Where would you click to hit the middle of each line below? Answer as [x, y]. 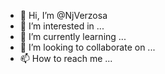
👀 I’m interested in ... [62, 26]
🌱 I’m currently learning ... [73, 36]
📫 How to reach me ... [66, 58]
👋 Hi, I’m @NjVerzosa [63, 15]
